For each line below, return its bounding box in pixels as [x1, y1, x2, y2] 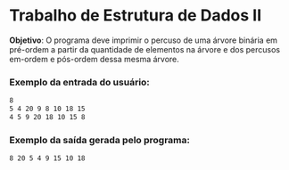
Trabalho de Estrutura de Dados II [9, 5, 262, 26]
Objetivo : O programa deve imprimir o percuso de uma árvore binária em [9, 35, 278, 45]
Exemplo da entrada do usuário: [9, 76, 150, 88]
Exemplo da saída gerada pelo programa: [9, 134, 190, 146]
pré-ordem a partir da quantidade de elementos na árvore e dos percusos [9, 44, 281, 54]
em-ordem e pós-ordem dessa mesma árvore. [9, 53, 180, 64]
